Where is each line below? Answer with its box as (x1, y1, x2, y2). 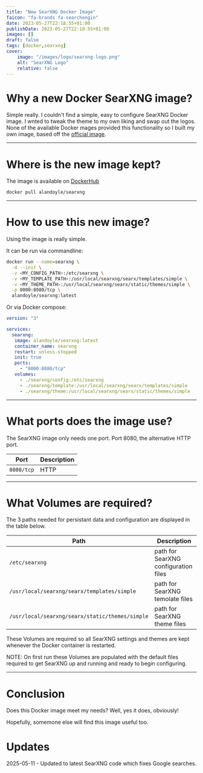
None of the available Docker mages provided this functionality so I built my (6, 124, 195, 131)
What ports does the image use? (6, 414, 173, 428)
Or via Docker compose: (6, 304, 67, 311)
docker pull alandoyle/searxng (6, 189, 85, 196)
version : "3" (6, 316, 39, 322)
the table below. (6, 522, 47, 530)
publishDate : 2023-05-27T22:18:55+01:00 (6, 25, 110, 32)
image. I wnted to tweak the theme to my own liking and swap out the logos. (6, 118, 196, 125)
